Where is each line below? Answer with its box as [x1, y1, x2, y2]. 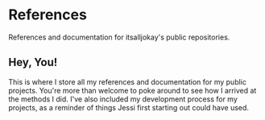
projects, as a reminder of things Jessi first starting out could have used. [8, 102, 250, 112]
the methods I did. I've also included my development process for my [8, 94, 238, 104]
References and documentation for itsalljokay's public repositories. [8, 32, 230, 42]
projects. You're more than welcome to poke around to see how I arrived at [8, 85, 257, 95]
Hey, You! [8, 56, 58, 69]
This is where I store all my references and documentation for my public [8, 77, 247, 86]
